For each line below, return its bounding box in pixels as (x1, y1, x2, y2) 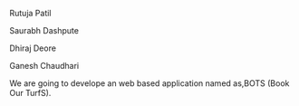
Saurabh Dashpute (9, 25, 80, 35)
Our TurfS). (9, 88, 52, 98)
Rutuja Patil (9, 8, 52, 18)
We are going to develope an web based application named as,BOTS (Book (9, 78, 290, 89)
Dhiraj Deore (9, 43, 57, 53)
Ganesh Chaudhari (9, 61, 80, 71)
